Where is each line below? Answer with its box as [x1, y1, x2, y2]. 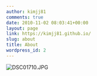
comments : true [6, 14, 44, 20]
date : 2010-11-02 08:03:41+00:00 [6, 20, 89, 26]
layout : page [6, 25, 38, 31]
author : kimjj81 [6, 8, 46, 15]
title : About [6, 42, 38, 48]
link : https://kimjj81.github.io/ [6, 31, 92, 37]
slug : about [6, 36, 35, 42]
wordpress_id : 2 [6, 47, 46, 53]
